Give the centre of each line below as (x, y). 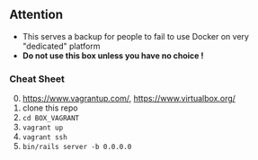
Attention (36, 15)
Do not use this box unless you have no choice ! (113, 55)
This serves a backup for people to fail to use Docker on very (136, 36)
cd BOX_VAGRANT (51, 119)
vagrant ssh (44, 138)
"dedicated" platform (61, 46)
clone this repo (50, 108)
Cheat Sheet (37, 78)
